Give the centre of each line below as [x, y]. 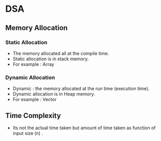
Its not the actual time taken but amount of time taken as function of [84, 128]
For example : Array [33, 64]
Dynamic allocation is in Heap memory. [54, 94]
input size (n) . [28, 133]
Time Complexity [33, 115]
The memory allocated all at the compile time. [61, 53]
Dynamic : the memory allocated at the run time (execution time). [81, 89]
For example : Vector [34, 100]
